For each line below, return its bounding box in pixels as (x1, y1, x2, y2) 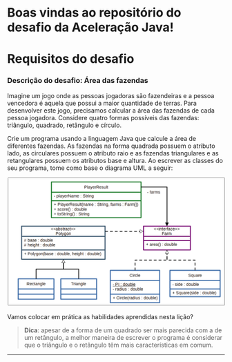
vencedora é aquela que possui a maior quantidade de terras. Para (7, 99, 197, 107)
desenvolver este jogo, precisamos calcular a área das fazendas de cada (7, 106, 215, 115)
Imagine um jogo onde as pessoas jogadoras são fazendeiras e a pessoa (7, 91, 215, 99)
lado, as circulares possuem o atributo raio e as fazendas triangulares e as (7, 149, 219, 157)
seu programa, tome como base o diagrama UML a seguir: (7, 164, 173, 172)
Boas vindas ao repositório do (7, 5, 182, 21)
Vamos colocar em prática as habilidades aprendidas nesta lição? (7, 313, 193, 321)
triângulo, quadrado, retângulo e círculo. (7, 121, 122, 129)
